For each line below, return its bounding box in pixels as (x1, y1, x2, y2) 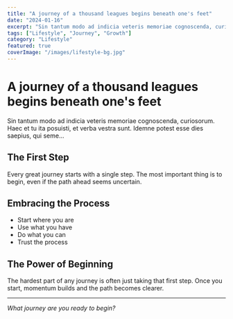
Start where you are (17, 216, 74, 224)
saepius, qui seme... (7, 131, 64, 140)
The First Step (7, 152, 69, 163)
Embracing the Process (7, 197, 110, 209)
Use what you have (17, 223, 73, 231)
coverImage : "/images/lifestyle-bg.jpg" (7, 49, 126, 56)
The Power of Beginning (7, 258, 113, 270)
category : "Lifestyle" (7, 36, 73, 43)
